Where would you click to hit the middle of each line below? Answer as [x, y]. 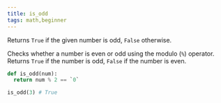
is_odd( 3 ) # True [32, 93]
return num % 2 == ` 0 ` [46, 80]
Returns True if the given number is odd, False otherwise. [90, 40]
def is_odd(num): [32, 74]
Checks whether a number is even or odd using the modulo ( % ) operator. [111, 54]
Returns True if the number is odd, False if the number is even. [97, 61]
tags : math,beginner [37, 20]
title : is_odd [28, 14]
